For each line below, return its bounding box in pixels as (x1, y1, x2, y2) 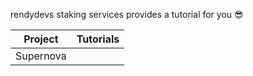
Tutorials (76, 32, 120, 46)
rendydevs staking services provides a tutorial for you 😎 (10, 9, 244, 20)
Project (23, 32, 59, 46)
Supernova (15, 49, 67, 63)
